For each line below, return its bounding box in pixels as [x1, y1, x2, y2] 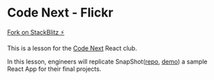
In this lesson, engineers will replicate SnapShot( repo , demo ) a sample [7, 57, 208, 66]
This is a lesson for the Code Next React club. [7, 43, 137, 52]
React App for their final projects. [7, 64, 101, 73]
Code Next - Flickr [7, 5, 114, 21]
